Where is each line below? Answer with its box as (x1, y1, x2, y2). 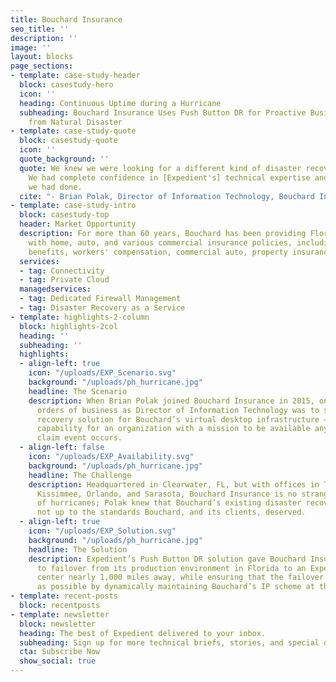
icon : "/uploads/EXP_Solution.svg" (28, 526, 177, 536)
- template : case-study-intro (10, 201, 137, 211)
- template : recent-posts (10, 591, 118, 601)
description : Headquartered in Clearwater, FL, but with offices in (28, 479, 320, 490)
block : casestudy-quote (19, 136, 118, 146)
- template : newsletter (10, 609, 110, 620)
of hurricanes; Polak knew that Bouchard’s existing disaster (36, 498, 302, 508)
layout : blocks (10, 52, 74, 62)
